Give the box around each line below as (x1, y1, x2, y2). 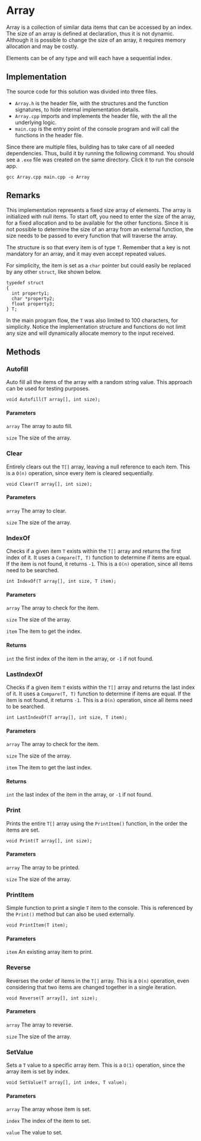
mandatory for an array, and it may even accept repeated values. (6, 250, 167, 257)
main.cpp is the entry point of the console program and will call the (14, 125, 179, 132)
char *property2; (11, 296, 55, 302)
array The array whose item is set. (6, 1105, 91, 1113)
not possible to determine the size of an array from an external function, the (6, 225, 194, 232)
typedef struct (6, 279, 44, 286)
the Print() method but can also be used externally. (6, 910, 135, 918)
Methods (6, 347, 41, 357)
